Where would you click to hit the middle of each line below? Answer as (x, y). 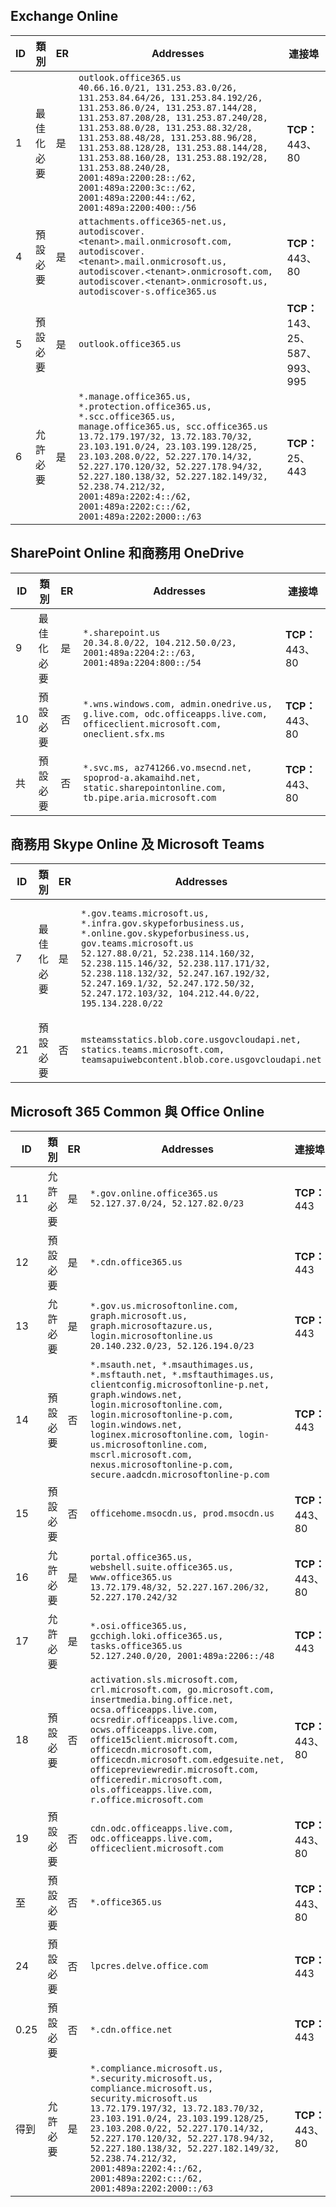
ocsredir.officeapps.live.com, (164, 1720)
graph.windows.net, (136, 1395)
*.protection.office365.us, (145, 406)
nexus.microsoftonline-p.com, (161, 1465)
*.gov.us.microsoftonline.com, (164, 1306)
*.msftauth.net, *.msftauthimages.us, (182, 1375)
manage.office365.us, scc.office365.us (173, 426)
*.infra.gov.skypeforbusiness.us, (163, 923)
